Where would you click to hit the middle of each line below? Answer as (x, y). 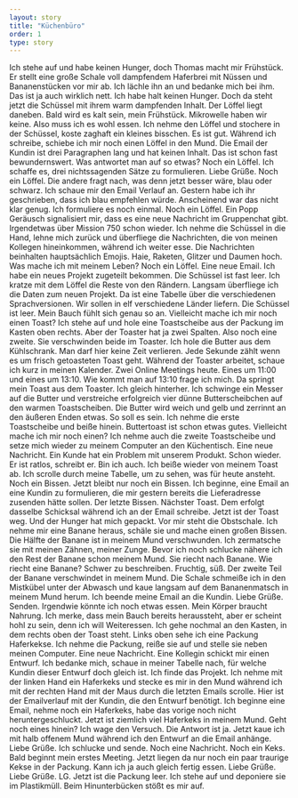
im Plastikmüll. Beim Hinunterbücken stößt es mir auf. (107, 786)
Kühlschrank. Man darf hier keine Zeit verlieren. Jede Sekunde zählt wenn (145, 351)
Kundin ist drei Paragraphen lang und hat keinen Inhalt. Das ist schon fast (144, 153)
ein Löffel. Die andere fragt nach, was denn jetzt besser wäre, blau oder (141, 181)
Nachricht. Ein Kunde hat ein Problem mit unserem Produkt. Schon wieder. (145, 455)
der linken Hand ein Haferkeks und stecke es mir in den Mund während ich (146, 682)
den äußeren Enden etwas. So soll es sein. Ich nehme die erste (125, 417)
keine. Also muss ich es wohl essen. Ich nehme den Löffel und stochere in (145, 125)
